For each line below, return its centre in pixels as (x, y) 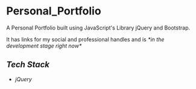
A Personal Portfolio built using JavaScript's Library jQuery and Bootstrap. (98, 28)
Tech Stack (28, 65)
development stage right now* (44, 46)
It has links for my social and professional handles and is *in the (85, 39)
